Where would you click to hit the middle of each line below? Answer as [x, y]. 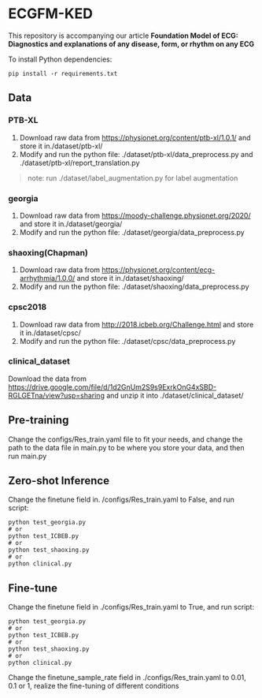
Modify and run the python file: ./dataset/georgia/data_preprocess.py [132, 232]
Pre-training [39, 420]
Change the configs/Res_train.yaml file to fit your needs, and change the [125, 439]
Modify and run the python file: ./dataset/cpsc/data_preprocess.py [127, 341]
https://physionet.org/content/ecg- [158, 270]
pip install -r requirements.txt [63, 73]
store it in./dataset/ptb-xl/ [61, 146]
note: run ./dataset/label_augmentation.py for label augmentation [133, 177]
